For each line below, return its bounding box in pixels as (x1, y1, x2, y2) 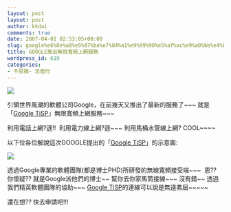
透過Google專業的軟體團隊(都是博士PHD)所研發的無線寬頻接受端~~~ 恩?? (7, 166, 217, 174)
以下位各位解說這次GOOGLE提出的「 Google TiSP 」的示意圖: (7, 138, 178, 147)
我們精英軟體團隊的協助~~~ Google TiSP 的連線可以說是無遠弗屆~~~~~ (7, 183, 208, 191)
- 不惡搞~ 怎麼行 (7, 67, 50, 74)
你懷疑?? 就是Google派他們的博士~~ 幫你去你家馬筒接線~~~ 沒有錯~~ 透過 (7, 174, 219, 182)
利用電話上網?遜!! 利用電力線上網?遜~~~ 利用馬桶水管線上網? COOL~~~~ (7, 123, 216, 131)
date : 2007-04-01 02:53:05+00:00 (7, 36, 103, 43)
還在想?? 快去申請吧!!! (7, 198, 69, 206)
